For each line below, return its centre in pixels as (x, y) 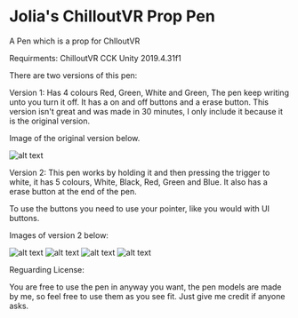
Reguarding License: (47, 269)
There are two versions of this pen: (73, 75)
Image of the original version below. (75, 138)
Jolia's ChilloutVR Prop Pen (112, 16)
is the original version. (50, 121)
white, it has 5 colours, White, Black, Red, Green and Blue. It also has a (139, 182)
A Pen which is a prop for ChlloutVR (75, 41)
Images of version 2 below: (59, 235)
